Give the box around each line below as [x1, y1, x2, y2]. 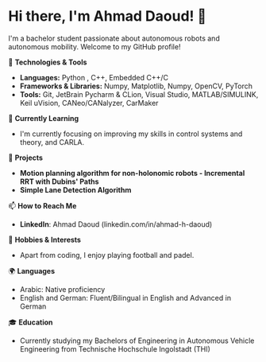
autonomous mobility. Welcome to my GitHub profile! [8, 41, 181, 51]
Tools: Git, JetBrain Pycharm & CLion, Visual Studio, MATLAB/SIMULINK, [19, 89, 259, 99]
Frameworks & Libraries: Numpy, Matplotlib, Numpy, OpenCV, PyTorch [19, 81, 253, 91]
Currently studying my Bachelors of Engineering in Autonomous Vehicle [19, 336, 255, 345]
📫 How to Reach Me [8, 200, 77, 210]
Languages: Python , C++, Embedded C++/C [19, 72, 169, 82]
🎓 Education [8, 317, 53, 327]
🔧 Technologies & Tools [8, 57, 87, 67]
